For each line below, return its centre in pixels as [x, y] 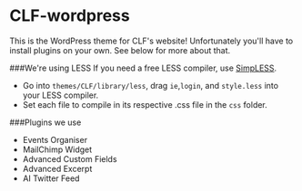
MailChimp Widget [57, 149]
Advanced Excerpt [57, 168]
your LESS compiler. [60, 95]
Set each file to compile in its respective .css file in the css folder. [145, 104]
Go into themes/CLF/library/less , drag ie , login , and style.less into [151, 85]
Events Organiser [55, 139]
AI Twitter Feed [51, 178]
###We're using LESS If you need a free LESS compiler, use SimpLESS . [143, 68]
